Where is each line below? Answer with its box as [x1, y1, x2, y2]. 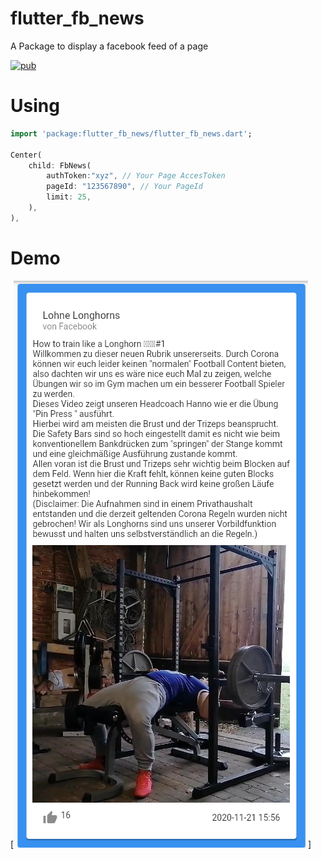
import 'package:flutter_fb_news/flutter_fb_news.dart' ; [10, 128, 253, 139]
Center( [10, 150, 43, 160]
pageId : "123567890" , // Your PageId [46, 182, 203, 192]
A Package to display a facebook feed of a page [10, 40, 209, 52]
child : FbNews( [28, 160, 92, 171]
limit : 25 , [46, 192, 92, 202]
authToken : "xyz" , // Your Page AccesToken [46, 171, 226, 181]
